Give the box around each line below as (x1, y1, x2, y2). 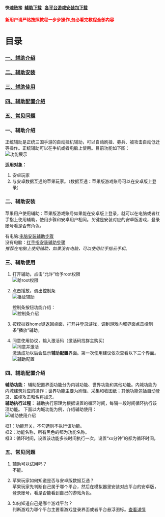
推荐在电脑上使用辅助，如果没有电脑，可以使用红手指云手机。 (5, 245, 130, 251)
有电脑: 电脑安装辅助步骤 (5, 233, 54, 239)
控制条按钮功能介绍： (12, 304, 55, 310)
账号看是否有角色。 (5, 222, 44, 229)
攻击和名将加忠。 (22, 394, 57, 400)
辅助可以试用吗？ (12, 461, 47, 467)
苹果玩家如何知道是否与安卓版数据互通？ (12, 478, 94, 483)
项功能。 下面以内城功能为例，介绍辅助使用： (5, 407, 97, 413)
